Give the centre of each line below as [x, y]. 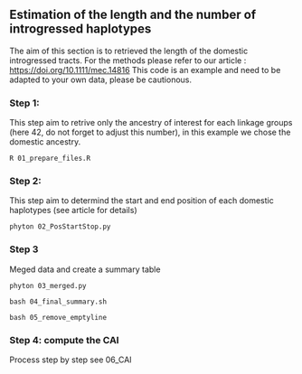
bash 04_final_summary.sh [58, 302]
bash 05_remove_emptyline [58, 317]
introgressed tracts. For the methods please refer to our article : [128, 60]
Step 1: [24, 103]
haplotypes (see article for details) [73, 210]
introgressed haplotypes [80, 29]
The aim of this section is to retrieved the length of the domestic [129, 51]
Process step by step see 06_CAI [71, 360]
